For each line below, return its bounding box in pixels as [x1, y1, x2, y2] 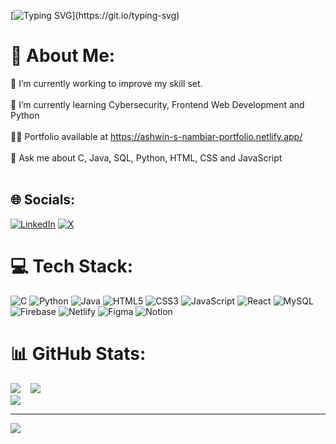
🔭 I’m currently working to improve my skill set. [10, 77, 203, 89]
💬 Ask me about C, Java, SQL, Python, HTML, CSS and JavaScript [10, 151, 283, 164]
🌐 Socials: [10, 191, 76, 209]
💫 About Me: [10, 45, 116, 67]
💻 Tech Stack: [10, 255, 134, 277]
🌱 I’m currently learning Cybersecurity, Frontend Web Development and [10, 98, 305, 110]
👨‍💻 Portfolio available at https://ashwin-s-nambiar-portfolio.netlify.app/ [10, 130, 303, 142]
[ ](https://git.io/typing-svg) [10, 10, 180, 21]
